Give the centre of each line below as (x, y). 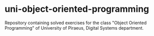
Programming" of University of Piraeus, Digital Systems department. (74, 28)
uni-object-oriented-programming (77, 9)
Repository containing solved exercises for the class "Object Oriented (76, 23)
